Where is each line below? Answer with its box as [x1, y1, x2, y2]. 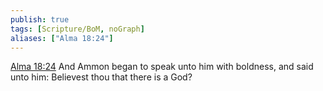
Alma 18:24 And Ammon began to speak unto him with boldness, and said [10, 61, 314, 73]
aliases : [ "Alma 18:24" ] [10, 33, 114, 43]
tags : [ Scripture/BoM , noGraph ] [10, 24, 145, 34]
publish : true [10, 14, 70, 25]
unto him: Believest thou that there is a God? [10, 71, 193, 83]
